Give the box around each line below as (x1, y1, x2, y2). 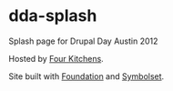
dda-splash (8, 5, 97, 26)
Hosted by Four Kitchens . (8, 53, 104, 64)
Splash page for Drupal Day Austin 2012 (8, 35, 158, 46)
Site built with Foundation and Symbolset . (8, 70, 165, 82)
